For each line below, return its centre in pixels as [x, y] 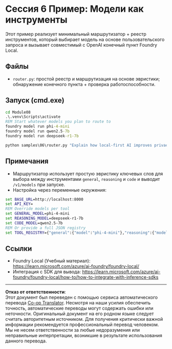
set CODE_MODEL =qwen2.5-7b [34, 223]
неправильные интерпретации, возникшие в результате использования [84, 336]
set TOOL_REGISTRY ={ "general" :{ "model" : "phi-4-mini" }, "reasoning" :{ [80, 233]
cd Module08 [18, 112]
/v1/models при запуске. [39, 184]
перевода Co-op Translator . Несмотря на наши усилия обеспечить [78, 303]
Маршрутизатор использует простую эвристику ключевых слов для [88, 173]
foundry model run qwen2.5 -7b [38, 131]
